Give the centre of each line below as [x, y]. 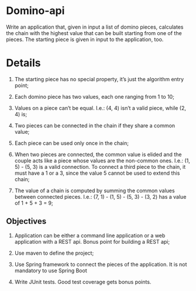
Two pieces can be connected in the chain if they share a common [95, 125]
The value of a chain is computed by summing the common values [94, 190]
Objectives [26, 221]
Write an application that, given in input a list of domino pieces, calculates [95, 27]
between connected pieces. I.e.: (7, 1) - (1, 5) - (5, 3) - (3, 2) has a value [100, 196]
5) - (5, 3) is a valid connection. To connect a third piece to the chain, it [100, 167]
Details [23, 63]
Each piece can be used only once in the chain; [72, 143]
